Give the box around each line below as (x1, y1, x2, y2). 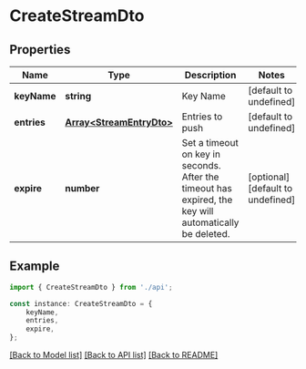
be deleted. (181, 228, 230, 240)
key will (181, 205, 214, 217)
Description (184, 69, 237, 81)
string (65, 90, 92, 102)
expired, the (181, 193, 233, 206)
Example (9, 259, 60, 274)
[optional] (248, 170, 290, 183)
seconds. (181, 159, 221, 171)
